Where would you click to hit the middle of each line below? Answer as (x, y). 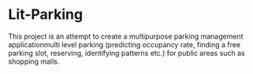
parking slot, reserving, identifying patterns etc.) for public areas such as (127, 53)
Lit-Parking (46, 15)
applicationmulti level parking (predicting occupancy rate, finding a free (125, 44)
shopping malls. (34, 61)
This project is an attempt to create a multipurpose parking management (126, 36)
